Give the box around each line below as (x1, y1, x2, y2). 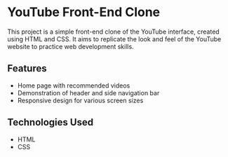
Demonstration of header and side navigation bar (17, 88, 160, 97)
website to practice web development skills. (7, 42, 135, 50)
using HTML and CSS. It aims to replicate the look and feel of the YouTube (7, 34, 222, 43)
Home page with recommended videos (17, 81, 130, 90)
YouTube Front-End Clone (7, 4, 161, 20)
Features (7, 62, 47, 74)
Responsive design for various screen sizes (17, 96, 144, 104)
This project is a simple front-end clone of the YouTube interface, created (7, 27, 220, 36)
